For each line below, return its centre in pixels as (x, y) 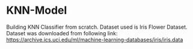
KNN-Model (37, 10)
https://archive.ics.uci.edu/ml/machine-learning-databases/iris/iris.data (95, 39)
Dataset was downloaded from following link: (62, 33)
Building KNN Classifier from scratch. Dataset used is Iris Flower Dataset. (97, 27)
